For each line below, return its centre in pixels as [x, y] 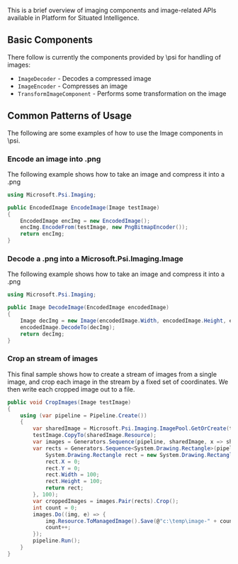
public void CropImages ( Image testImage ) [69, 402]
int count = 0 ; [55, 508]
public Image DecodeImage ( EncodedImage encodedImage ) [89, 308]
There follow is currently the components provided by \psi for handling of [114, 57]
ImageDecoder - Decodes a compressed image [84, 78]
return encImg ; [42, 234]
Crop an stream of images [53, 359]
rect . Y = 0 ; [63, 468]
